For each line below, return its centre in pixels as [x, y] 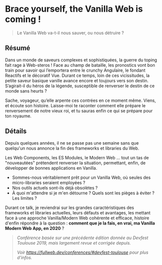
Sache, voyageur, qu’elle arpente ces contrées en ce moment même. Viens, [81, 100]
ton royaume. [18, 116]
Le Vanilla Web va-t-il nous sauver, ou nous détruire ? [70, 33]
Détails [16, 131]
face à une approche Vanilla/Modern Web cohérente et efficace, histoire [77, 218]
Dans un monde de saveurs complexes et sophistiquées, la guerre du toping [81, 60]
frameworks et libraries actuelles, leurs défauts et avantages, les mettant [78, 212]
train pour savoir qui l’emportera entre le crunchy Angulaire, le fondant [75, 70]
